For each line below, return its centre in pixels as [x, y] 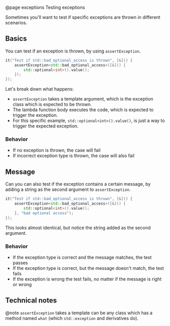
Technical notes [31, 300]
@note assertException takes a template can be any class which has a [79, 313]
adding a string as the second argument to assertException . [68, 190]
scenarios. [16, 23]
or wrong [22, 284]
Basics [16, 39]
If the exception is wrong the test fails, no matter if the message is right [87, 279]
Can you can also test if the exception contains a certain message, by [78, 184]
